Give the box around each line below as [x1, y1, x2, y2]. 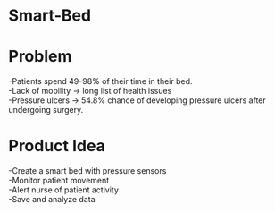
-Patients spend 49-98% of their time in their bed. [8, 76, 193, 87]
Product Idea [8, 136, 106, 157]
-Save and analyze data [8, 194, 96, 205]
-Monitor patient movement [8, 175, 110, 186]
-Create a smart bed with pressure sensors [8, 166, 167, 176]
